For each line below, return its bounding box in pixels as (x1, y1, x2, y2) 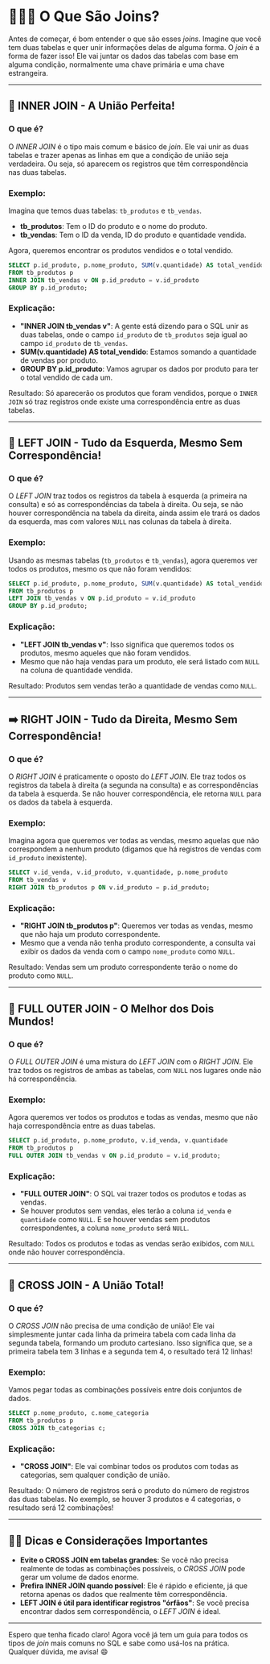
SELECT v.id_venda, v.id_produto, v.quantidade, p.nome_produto (8, 868, 228, 877)
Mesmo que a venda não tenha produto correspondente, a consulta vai (19, 938, 256, 948)
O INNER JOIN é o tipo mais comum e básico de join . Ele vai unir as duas (8, 141, 249, 152)
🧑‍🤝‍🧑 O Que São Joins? (8, 7, 160, 26)
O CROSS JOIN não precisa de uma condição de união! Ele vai (8, 1321, 215, 1330)
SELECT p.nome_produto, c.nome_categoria (8, 1409, 149, 1417)
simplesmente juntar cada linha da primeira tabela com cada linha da (8, 1329, 236, 1339)
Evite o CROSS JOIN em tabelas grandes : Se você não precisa (19, 1555, 229, 1565)
